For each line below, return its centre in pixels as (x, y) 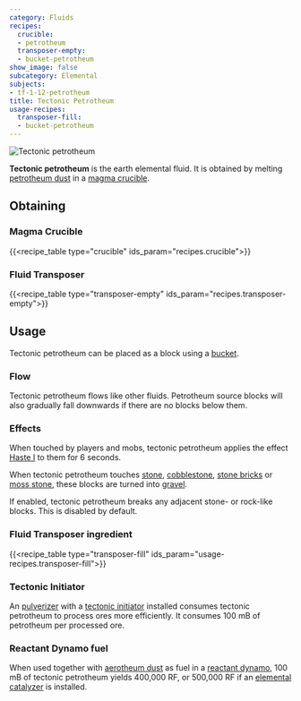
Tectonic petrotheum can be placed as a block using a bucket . (124, 353)
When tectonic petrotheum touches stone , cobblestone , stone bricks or (141, 474)
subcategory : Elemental (54, 76)
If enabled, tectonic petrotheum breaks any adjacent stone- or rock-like (141, 501)
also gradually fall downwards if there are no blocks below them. (129, 406)
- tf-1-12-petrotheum (50, 92)
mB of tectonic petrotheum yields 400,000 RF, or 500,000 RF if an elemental (150, 678)
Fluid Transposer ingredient (71, 534)
